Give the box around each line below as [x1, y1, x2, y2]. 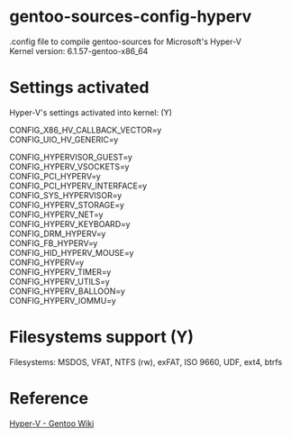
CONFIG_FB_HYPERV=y [9, 237, 98, 249]
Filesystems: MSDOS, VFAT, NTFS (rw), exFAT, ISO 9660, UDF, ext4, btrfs [9, 356, 283, 367]
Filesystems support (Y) [9, 327, 195, 348]
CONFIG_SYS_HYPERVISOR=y [9, 189, 123, 200]
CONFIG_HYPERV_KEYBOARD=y [9, 218, 131, 229]
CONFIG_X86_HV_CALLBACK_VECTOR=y [9, 124, 162, 135]
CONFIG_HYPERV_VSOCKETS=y [9, 160, 130, 172]
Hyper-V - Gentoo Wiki [9, 417, 95, 429]
